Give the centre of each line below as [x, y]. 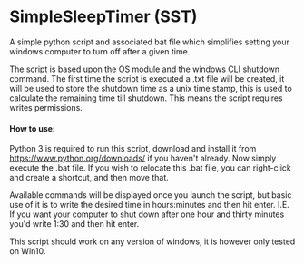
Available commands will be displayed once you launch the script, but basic [151, 195]
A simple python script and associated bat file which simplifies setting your [150, 42]
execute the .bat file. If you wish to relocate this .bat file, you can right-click [151, 168]
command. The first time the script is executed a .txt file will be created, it [147, 78]
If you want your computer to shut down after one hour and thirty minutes [147, 214]
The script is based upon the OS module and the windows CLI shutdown [144, 69]
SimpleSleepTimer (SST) [103, 17]
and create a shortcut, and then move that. [89, 178]
